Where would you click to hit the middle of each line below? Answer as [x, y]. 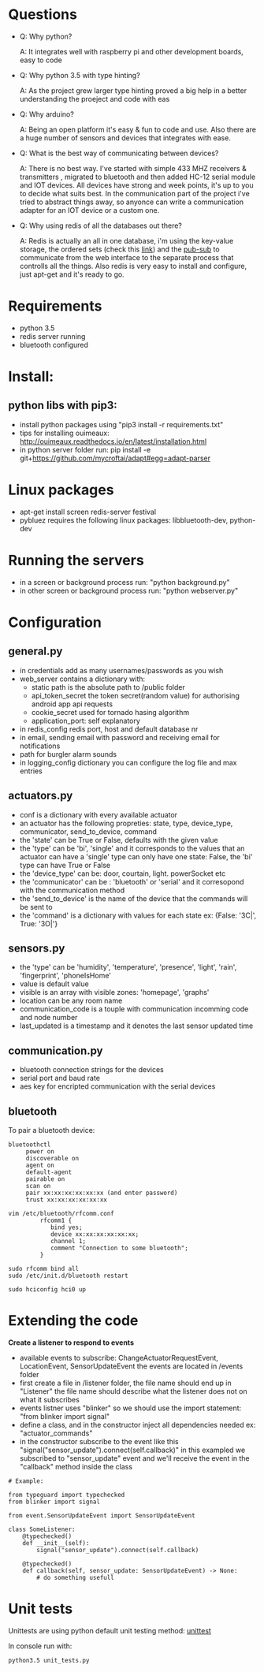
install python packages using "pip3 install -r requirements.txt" [121, 424]
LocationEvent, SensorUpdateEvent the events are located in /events [131, 1366]
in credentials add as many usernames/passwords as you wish [121, 670]
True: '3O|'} [39, 923]
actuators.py [41, 796]
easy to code [41, 60]
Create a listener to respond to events [71, 1342]
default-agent [49, 1172]
